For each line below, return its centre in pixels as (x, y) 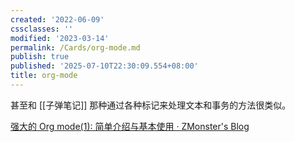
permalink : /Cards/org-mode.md (75, 47)
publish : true (40, 57)
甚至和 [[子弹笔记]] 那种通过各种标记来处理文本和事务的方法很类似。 (151, 105)
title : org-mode (44, 76)
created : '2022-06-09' (57, 19)
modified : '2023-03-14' (60, 38)
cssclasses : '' (42, 29)
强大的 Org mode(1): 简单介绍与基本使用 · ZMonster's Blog (130, 126)
